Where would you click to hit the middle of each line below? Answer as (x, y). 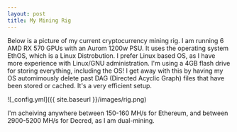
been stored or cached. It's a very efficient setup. (80, 85)
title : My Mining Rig (39, 20)
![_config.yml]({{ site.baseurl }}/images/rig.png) (77, 99)
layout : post (27, 14)
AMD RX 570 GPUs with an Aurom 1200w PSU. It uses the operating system (118, 48)
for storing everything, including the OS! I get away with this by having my (115, 71)
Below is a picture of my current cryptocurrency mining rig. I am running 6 (116, 40)
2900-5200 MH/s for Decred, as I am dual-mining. (81, 120)
